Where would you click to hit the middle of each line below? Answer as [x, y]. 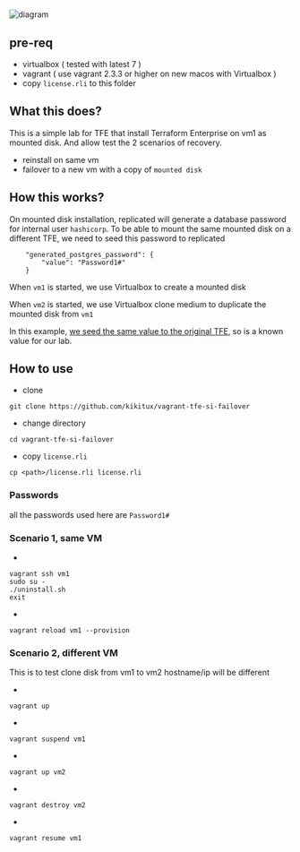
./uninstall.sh [38, 590]
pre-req [31, 43]
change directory [54, 423]
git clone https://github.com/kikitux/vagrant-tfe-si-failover [130, 407]
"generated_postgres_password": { [90, 254]
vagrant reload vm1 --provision [69, 631]
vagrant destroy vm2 [48, 805]
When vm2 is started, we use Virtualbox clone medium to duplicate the [138, 304]
